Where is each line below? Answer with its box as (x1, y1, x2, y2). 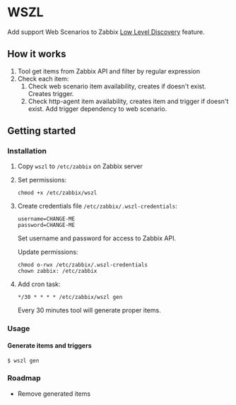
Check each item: (17, 74, 69, 83)
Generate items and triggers (7, 341, 92, 350)
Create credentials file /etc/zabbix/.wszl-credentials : (17, 202, 178, 211)
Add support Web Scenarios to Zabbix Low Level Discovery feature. (7, 28, 205, 36)
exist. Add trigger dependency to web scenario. (28, 104, 167, 113)
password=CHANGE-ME (17, 222, 76, 229)
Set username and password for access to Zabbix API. (17, 234, 177, 242)
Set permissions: (17, 176, 67, 184)
